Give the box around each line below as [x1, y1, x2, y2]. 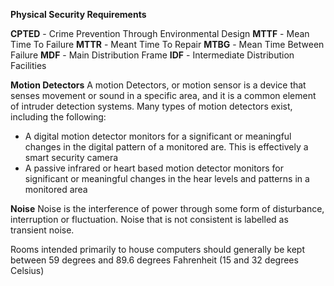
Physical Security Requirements [10, 9, 147, 20]
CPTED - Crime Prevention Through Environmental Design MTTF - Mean [10, 28, 310, 39]
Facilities [10, 60, 47, 71]
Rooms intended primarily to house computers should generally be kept [10, 244, 306, 255]
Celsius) [10, 265, 45, 276]
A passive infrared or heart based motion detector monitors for [24, 162, 285, 174]
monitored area [24, 184, 88, 195]
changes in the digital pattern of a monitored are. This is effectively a [24, 141, 309, 153]
